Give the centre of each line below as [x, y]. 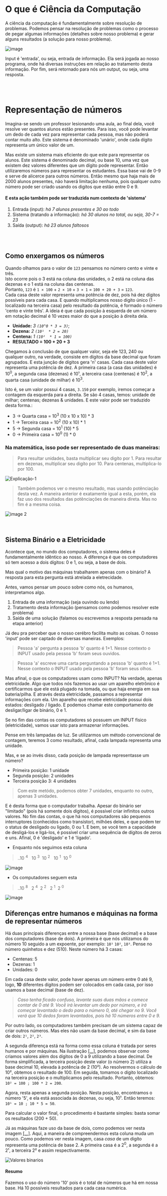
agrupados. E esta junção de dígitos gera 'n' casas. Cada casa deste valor [82, 362]
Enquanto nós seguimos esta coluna [50, 847]
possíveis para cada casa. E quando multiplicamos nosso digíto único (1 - [81, 300]
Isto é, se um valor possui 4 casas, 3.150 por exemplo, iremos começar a [80, 389]
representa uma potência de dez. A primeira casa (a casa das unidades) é [81, 367]
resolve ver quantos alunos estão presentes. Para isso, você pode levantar [82, 129]
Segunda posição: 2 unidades [43, 775]
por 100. [26, 469]
